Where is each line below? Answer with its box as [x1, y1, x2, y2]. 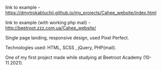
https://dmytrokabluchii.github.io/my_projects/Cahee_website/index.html [5, 10, 157, 16]
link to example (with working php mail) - [5, 20, 91, 25]
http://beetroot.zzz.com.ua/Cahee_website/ [5, 25, 96, 31]
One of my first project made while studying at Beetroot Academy [5, 54, 142, 60]
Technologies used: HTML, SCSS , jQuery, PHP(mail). [5, 45, 116, 50]
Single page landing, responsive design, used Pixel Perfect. [5, 35, 129, 41]
